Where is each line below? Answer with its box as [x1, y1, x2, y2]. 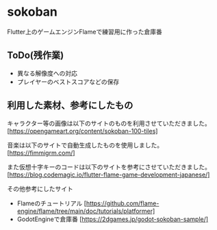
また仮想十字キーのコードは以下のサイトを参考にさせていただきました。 [7, 162, 211, 171]
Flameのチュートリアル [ [16, 199, 87, 207]
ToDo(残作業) [7, 49, 64, 62]
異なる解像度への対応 [16, 69, 77, 77]
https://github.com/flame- [86, 199, 159, 207]
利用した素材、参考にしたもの [7, 100, 133, 112]
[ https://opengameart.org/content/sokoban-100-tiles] [7, 127, 158, 135]
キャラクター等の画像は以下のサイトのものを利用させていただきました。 [7, 119, 211, 127]
